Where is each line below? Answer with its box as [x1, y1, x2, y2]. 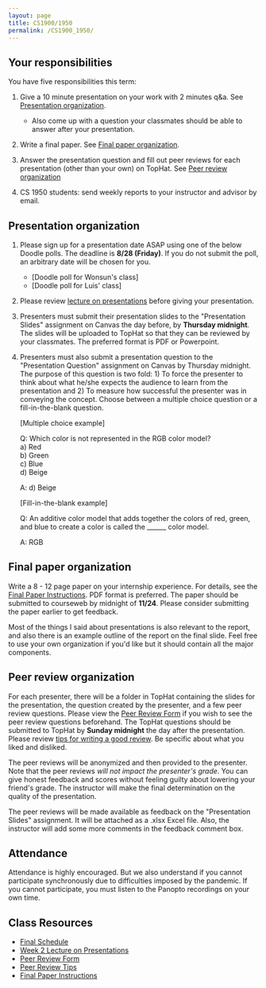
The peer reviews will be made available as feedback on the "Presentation [8, 807, 251, 816]
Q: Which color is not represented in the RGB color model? [19, 434, 211, 443]
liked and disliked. [8, 742, 67, 751]
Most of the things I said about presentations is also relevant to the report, [8, 622, 251, 631]
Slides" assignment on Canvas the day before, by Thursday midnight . [19, 320, 250, 330]
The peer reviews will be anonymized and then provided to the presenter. [8, 758, 248, 767]
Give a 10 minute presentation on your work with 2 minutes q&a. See [19, 92, 244, 102]
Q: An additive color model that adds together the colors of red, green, [19, 514, 251, 523]
